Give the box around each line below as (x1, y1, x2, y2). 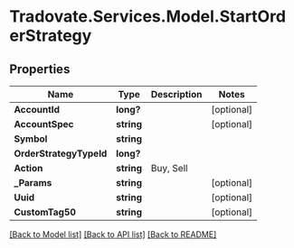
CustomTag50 (14, 206, 77, 218)
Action (14, 162, 43, 174)
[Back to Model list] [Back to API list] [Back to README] (9, 229, 217, 240)
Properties (9, 61, 71, 77)
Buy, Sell (150, 162, 188, 174)
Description (150, 88, 203, 100)
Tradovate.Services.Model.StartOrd (9, 6, 287, 27)
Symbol (14, 133, 48, 145)
